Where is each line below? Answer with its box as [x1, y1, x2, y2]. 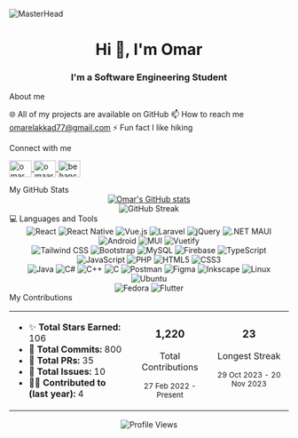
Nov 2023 [231, 378, 268, 389]
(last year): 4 [28, 387, 84, 400]
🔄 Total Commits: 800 [28, 343, 122, 355]
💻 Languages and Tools [9, 213, 98, 224]
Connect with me [9, 143, 72, 154]
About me [9, 92, 45, 102]
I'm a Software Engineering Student [70, 71, 228, 84]
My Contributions [9, 292, 73, 303]
